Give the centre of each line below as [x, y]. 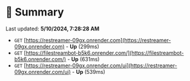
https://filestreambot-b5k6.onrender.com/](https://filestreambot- [105, 52]
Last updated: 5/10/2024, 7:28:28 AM [53, 29]
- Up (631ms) [83, 59]
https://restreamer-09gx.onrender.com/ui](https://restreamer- [102, 66]
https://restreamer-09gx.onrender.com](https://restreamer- [99, 40]
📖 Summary [35, 12]
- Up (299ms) [82, 46]
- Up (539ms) [89, 71]
